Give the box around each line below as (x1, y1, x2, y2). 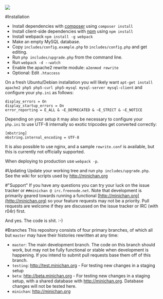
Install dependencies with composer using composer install (12, 23, 133, 29)
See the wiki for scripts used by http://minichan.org (5, 173, 108, 179)
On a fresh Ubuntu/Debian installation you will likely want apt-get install (5, 80, 153, 85)
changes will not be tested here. (12, 283, 77, 289)
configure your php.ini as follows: (5, 90, 74, 95)
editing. (12, 49, 28, 55)
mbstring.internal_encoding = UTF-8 (5, 135, 79, 140)
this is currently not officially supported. (5, 149, 85, 155)
